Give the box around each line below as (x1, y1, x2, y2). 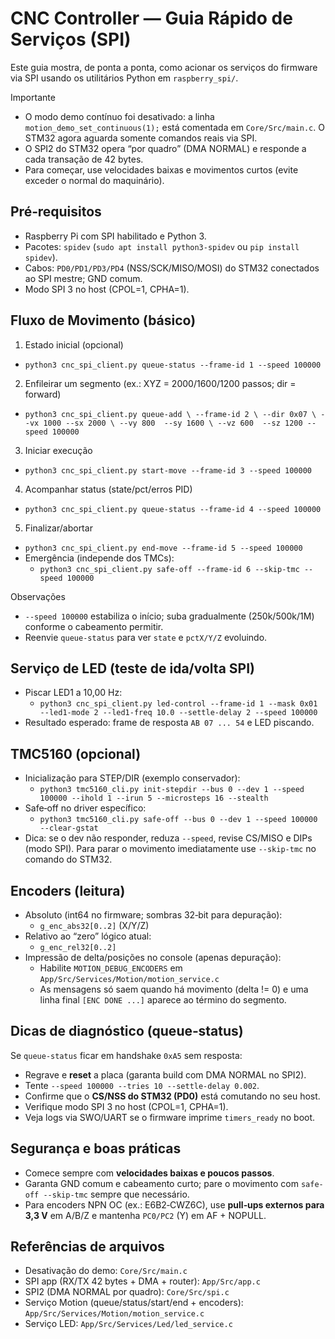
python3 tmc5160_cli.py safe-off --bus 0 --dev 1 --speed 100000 (39, 815, 318, 825)
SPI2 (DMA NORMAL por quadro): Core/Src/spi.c (24, 1286, 230, 1298)
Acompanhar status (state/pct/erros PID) (24, 483, 193, 495)
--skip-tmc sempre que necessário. (43, 1188, 190, 1200)
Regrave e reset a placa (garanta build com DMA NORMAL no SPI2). (24, 1068, 307, 1081)
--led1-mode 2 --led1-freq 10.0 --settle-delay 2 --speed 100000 (39, 708, 318, 718)
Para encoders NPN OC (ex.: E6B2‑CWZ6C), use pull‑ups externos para (24, 1198, 325, 1211)
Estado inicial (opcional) (24, 338, 124, 351)
